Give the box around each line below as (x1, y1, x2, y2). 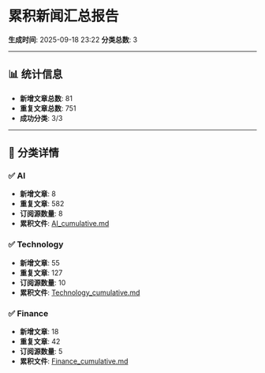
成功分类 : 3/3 (19, 113, 63, 122)
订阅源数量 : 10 (19, 277, 66, 287)
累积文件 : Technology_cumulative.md (19, 288, 140, 297)
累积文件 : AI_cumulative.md (19, 219, 110, 228)
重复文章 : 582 (19, 199, 65, 209)
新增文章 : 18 (19, 327, 59, 337)
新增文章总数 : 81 (19, 93, 73, 103)
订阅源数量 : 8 (19, 209, 63, 218)
